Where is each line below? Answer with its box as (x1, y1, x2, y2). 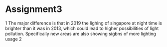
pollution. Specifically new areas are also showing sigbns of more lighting (5, 30, 156, 36)
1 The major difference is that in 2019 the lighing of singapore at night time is (5, 20, 162, 26)
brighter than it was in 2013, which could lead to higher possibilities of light (5, 25, 159, 31)
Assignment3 (5, 3, 62, 15)
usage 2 (5, 36, 22, 42)
